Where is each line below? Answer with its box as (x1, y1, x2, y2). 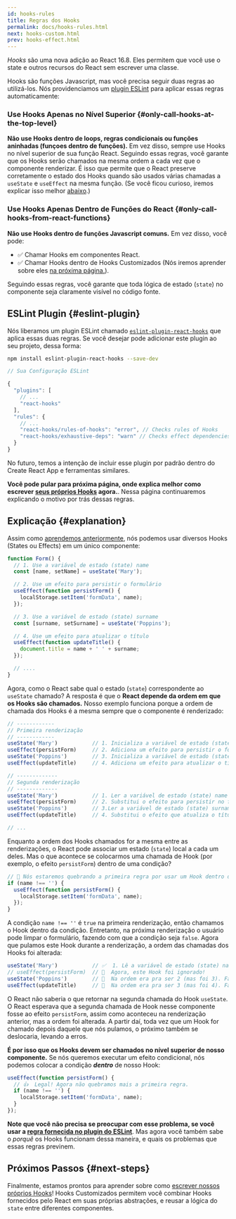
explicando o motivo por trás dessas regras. (7, 495, 135, 503)
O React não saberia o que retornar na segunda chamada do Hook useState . (7, 994, 228, 1003)
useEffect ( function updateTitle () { (13, 639, 121, 646)
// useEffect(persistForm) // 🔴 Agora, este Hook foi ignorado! (7, 969, 206, 976)
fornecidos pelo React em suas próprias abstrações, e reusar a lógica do (7, 1196, 218, 1205)
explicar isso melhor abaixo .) (7, 187, 91, 195)
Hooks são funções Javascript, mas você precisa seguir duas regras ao (7, 77, 215, 85)
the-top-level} (7, 118, 58, 128)
